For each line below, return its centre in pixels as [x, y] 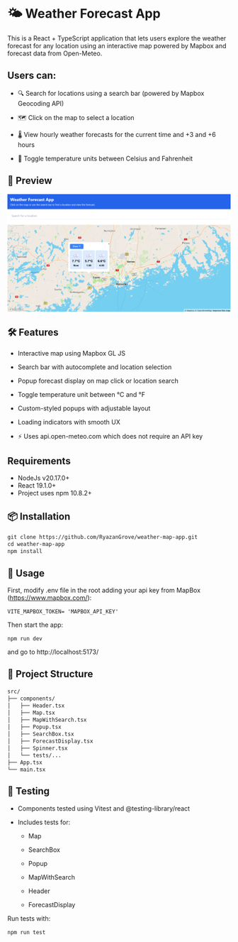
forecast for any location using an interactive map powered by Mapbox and [117, 45]
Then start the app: [35, 625]
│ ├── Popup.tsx [34, 727]
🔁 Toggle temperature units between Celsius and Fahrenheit [105, 158]
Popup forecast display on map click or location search [98, 380]
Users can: [32, 76]
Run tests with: [29, 918]
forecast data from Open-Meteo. [55, 53]
